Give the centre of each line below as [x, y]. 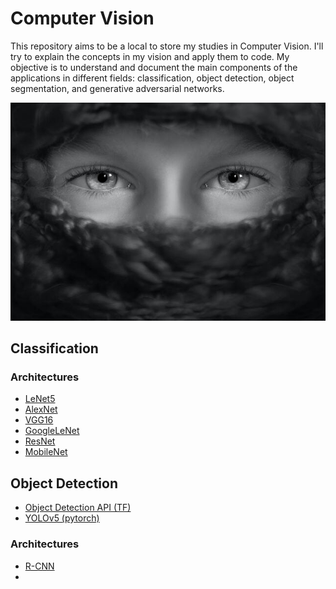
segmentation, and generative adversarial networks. [117, 88]
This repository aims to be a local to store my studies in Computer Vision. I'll [167, 46]
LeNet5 [40, 399]
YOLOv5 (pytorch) [62, 518]
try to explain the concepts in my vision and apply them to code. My [150, 56]
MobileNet [46, 452]
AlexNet [41, 409]
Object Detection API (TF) [78, 508]
